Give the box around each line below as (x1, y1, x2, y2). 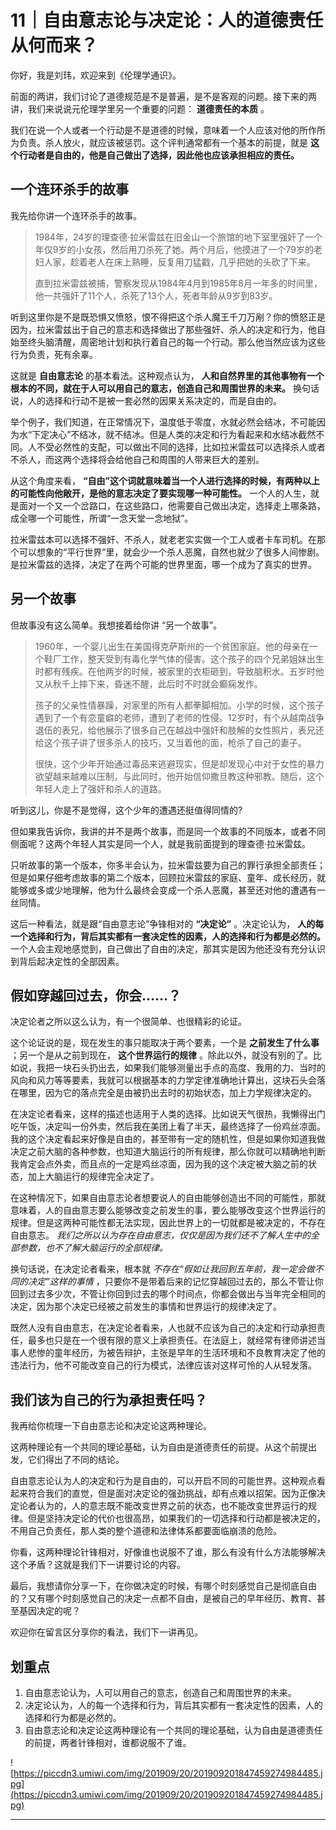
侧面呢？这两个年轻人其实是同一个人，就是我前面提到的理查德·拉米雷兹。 (10, 837, 312, 850)
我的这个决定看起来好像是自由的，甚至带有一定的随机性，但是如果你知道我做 (10, 1133, 326, 1145)
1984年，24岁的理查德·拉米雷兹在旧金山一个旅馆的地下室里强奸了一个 (34, 231, 323, 243)
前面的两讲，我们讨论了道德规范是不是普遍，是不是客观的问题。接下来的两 (10, 90, 317, 102)
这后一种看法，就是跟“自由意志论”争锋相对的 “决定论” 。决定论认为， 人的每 (10, 917, 325, 930)
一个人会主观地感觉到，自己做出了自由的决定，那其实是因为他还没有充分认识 (10, 942, 326, 955)
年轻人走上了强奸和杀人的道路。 (34, 782, 167, 795)
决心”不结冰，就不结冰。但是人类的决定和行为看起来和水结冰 (49, 428, 299, 440)
